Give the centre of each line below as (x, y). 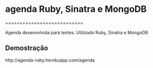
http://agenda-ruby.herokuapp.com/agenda (50, 60)
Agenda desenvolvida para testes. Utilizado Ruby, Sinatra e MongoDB (77, 32)
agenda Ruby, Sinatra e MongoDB (76, 9)
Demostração (27, 48)
